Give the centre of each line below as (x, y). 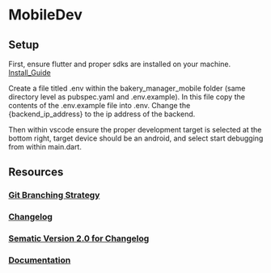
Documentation (40, 260)
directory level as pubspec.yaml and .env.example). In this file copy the (127, 97)
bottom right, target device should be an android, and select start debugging (136, 138)
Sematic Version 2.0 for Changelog (79, 238)
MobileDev (45, 15)
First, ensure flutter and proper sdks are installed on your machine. (120, 64)
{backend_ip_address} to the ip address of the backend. (102, 114)
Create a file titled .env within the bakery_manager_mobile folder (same (127, 88)
